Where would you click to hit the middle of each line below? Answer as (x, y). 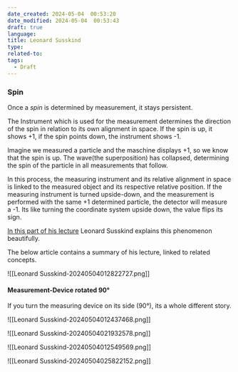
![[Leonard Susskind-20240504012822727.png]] (79, 273)
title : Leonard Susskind (44, 41)
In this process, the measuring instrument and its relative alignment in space (119, 179)
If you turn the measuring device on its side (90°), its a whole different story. (119, 306)
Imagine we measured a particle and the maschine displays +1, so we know (118, 150)
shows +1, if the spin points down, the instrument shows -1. (94, 136)
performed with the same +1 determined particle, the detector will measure (118, 202)
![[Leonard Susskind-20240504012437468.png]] (79, 320)
